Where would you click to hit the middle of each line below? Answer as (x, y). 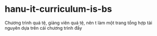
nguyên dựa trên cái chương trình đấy (43, 28)
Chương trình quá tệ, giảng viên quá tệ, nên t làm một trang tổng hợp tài (78, 23)
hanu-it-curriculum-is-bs (58, 9)
